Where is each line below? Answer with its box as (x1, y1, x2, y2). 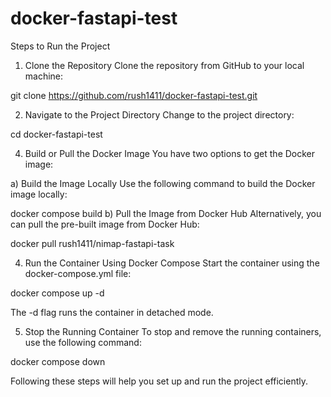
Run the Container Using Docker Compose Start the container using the (24, 257, 320, 269)
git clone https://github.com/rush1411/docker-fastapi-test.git (10, 89, 258, 101)
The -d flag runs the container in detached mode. (10, 306, 214, 318)
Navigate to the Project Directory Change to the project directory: (24, 108, 295, 121)
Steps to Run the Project (10, 40, 111, 52)
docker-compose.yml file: (24, 267, 132, 279)
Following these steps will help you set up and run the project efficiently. (10, 375, 308, 387)
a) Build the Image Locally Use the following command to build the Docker (10, 177, 316, 189)
